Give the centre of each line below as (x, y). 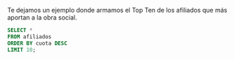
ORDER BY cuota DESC (38, 43)
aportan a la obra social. (42, 17)
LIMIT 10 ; (22, 50)
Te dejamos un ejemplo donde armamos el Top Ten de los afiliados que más (117, 10)
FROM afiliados (30, 37)
